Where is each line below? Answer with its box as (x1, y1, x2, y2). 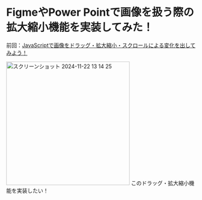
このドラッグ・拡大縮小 (130, 179, 189, 187)
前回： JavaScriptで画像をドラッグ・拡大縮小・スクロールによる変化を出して (6, 42, 196, 49)
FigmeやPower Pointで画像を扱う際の (6, 5, 194, 19)
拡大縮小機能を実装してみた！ (6, 20, 154, 34)
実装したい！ (16, 187, 49, 194)
